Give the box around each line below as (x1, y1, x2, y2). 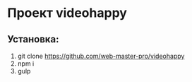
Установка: (7, 33, 59, 45)
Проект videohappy (7, 5, 127, 21)
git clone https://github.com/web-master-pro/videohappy (17, 52, 185, 60)
